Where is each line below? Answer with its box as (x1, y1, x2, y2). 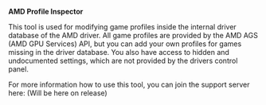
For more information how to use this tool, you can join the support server (8, 80, 250, 89)
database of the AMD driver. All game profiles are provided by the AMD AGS (8, 31, 259, 40)
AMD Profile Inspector (8, 7, 84, 16)
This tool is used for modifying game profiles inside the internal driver (8, 22, 237, 31)
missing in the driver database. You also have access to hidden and (8, 48, 229, 56)
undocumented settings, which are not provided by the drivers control (8, 56, 238, 65)
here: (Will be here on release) (8, 88, 108, 98)
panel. (8, 64, 29, 74)
